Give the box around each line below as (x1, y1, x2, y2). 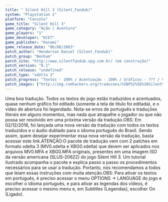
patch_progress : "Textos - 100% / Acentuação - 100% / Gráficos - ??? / (5, 77, 160, 82)
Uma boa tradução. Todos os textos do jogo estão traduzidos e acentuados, (5, 95, 162, 101)
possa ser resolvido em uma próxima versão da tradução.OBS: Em (5, 116, 141, 122)
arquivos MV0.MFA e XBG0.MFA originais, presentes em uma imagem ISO (5, 148, 157, 154)
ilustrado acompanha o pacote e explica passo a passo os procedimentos (5, 159, 157, 165)
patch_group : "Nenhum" (5, 53, 52, 59)
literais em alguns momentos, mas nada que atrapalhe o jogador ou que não (5, 111, 162, 117)
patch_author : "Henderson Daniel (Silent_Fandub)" (5, 49, 113, 54)
